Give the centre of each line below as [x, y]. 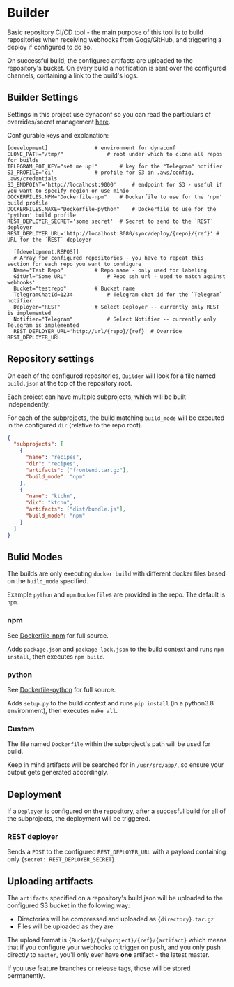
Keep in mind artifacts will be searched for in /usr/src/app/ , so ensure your [116, 765]
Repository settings [51, 359]
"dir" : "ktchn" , [49, 503]
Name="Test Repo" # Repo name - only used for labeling [110, 270]
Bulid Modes [35, 557]
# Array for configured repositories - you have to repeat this [109, 258]
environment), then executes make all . [63, 710]
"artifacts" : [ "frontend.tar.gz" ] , [77, 470]
